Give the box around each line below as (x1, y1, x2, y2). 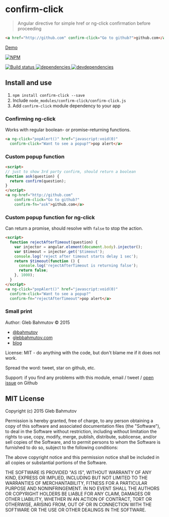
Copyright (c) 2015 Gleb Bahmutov (5, 408, 77, 414)
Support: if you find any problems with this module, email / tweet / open (5, 374, 154, 380)
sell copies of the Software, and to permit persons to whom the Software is (5, 439, 161, 445)
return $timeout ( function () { (14, 258, 80, 264)
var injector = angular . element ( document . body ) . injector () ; (14, 244, 143, 249)
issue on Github (5, 379, 38, 386)
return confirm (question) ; (10, 178, 66, 183)
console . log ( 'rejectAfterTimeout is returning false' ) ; (18, 263, 138, 268)
